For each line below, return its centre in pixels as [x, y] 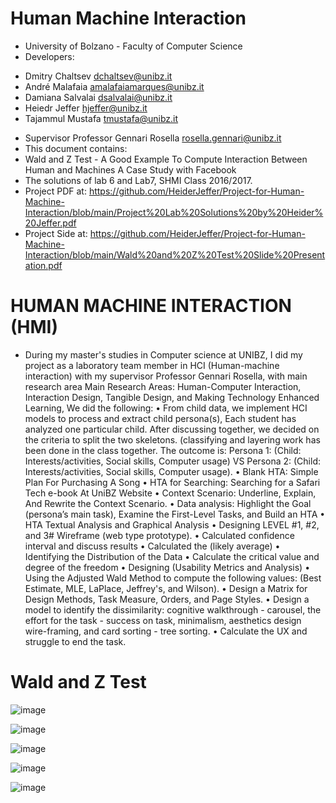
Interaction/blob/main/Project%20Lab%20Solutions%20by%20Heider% [174, 212]
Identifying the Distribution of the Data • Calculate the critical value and [172, 556]
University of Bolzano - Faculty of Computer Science [133, 46]
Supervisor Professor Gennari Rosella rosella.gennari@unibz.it [153, 138]
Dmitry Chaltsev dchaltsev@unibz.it [98, 76]
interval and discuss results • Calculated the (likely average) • [152, 546]
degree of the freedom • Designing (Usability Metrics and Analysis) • [167, 567]
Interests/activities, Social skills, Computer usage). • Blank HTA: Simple [171, 471]
